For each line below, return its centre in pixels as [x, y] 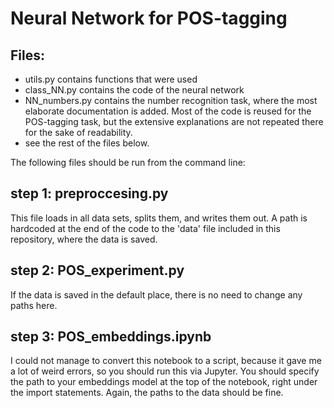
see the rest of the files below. [87, 143]
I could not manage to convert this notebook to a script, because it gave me [166, 361]
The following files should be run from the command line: [128, 162]
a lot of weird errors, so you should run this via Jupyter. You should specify [165, 371]
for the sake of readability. [78, 132]
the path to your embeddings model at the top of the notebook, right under [164, 382]
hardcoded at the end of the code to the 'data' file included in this [145, 228]
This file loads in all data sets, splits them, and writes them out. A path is [159, 218]
